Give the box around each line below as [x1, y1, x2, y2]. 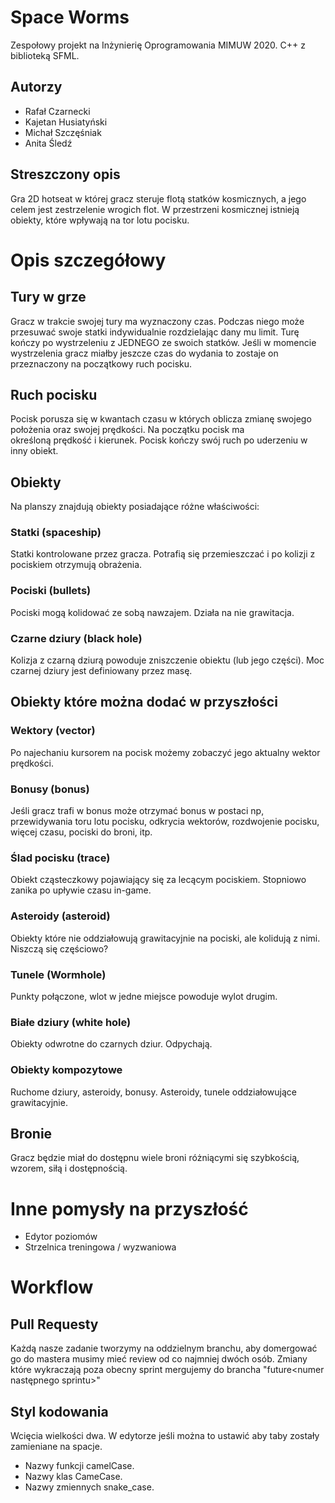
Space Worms [10, 6, 130, 29]
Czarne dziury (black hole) [10, 631, 143, 645]
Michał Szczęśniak [24, 126, 102, 138]
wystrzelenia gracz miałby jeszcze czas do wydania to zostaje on [10, 347, 279, 359]
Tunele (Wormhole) [10, 967, 107, 981]
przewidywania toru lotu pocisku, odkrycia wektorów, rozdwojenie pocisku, [10, 816, 320, 828]
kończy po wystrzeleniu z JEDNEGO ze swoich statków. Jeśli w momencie [10, 336, 317, 348]
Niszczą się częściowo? [10, 942, 109, 955]
